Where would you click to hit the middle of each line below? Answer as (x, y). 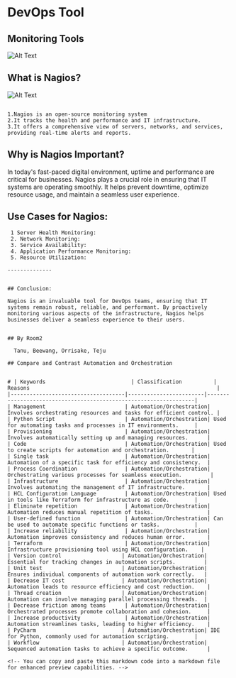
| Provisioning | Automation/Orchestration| (109, 432)
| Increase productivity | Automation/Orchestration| (109, 618)
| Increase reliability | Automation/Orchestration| (109, 531)
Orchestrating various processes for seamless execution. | (111, 475)
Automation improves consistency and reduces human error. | (109, 537)
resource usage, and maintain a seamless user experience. (93, 194)
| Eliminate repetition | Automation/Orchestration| (109, 506)
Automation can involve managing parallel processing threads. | (107, 600)
